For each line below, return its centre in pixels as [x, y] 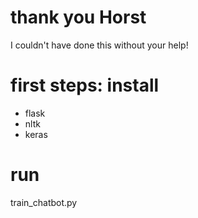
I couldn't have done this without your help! [99, 45]
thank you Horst [78, 17]
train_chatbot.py [44, 202]
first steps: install [85, 85]
